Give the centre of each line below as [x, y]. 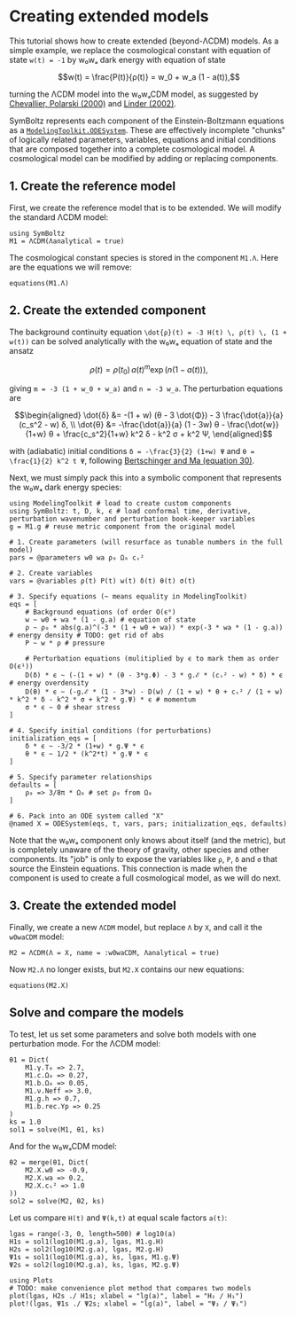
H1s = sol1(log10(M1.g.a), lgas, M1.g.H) [87, 1242]
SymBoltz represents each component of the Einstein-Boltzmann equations [147, 121]
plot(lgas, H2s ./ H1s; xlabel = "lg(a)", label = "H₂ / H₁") [126, 1296]
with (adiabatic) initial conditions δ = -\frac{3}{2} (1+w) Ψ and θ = [132, 451]
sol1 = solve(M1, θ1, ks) [57, 1129]
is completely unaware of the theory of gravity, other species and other [139, 850]
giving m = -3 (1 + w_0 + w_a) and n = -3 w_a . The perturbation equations [146, 388]
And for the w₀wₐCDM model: [63, 1146]
